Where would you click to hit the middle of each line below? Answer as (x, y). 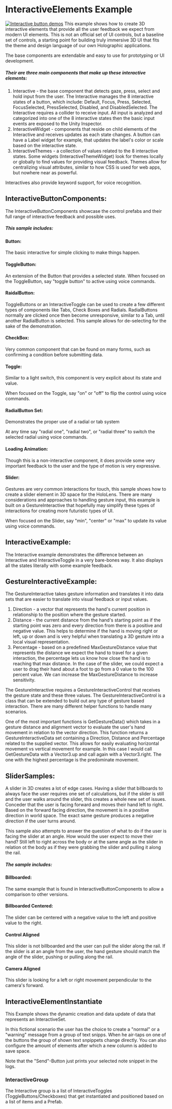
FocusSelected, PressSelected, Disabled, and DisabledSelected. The (85, 107)
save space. (18, 1051)
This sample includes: (29, 228)
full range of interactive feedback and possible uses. (61, 216)
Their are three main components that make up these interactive (76, 72)
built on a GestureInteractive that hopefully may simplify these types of (80, 505)
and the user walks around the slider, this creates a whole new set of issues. (86, 799)
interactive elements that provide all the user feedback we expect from (80, 29)
